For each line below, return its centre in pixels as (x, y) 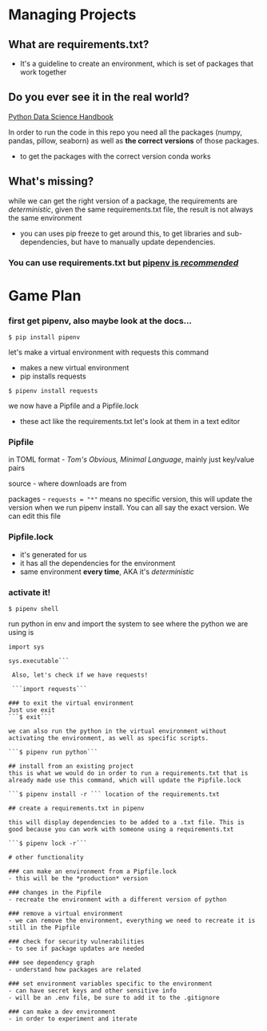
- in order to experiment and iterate (73, 1019)
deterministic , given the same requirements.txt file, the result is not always (131, 209)
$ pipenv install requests (53, 391)
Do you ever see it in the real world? (99, 97)
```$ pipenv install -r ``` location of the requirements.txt (114, 794)
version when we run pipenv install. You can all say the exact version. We (129, 507)
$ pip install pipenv (44, 338)
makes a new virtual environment (74, 368)
